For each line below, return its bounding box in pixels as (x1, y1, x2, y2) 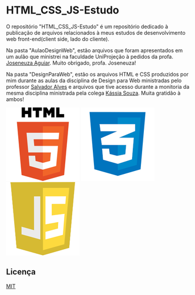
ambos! (6, 95, 25, 103)
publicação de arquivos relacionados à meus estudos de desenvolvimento (6, 29, 186, 36)
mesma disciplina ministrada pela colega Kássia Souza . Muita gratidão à (6, 89, 181, 96)
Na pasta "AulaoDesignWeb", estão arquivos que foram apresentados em (6, 46, 183, 53)
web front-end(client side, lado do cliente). (6, 35, 110, 42)
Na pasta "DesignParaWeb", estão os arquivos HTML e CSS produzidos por (6, 71, 189, 78)
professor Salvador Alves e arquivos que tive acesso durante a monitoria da (6, 83, 190, 90)
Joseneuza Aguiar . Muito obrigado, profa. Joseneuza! (6, 59, 136, 66)
